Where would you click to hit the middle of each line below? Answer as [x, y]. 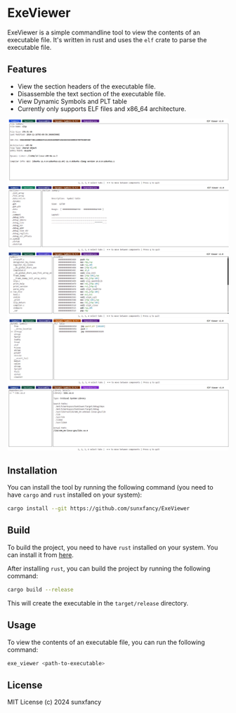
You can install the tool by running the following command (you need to [110, 488]
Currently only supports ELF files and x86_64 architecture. [102, 109]
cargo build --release [40, 589]
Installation [32, 470]
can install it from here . [40, 555]
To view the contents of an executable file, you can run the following [106, 642]
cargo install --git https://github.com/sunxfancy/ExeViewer [99, 509]
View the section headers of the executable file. [86, 86]
